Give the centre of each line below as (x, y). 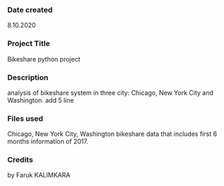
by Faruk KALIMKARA (39, 175)
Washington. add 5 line (41, 100)
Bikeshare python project (44, 59)
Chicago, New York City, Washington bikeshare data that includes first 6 (112, 134)
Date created (30, 10)
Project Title (29, 44)
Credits (20, 160)
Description (28, 77)
